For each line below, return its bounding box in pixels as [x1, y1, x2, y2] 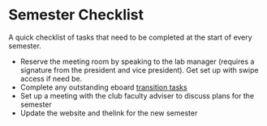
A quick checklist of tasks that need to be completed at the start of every [8, 32, 253, 42]
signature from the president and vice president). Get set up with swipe [19, 65, 259, 74]
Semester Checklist [8, 6, 144, 24]
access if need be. [19, 73, 83, 83]
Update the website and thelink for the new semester [19, 107, 198, 118]
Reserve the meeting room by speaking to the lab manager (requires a [19, 57, 255, 66]
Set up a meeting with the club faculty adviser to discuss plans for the [19, 90, 254, 100]
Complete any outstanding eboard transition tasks [19, 82, 188, 92]
